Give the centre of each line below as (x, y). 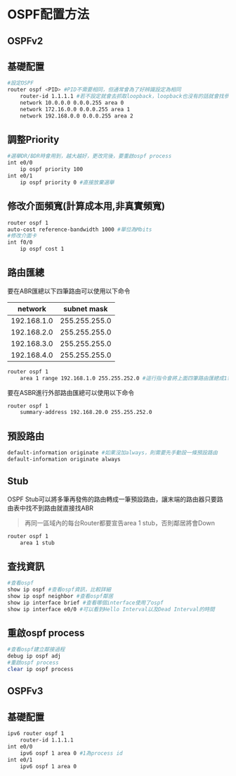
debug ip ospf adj (34, 656)
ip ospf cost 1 (42, 249)
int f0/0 (20, 243)
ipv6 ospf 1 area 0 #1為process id (71, 753)
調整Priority (33, 140)
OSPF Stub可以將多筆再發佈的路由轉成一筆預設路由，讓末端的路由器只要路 (115, 499)
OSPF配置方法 (48, 14)
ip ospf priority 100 (51, 170)
